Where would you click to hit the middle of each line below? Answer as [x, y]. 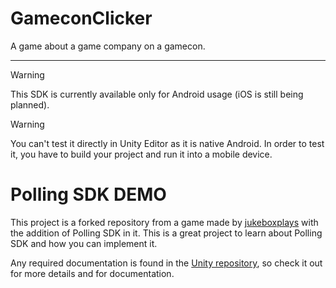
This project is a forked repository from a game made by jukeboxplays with [164, 222]
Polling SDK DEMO [88, 194]
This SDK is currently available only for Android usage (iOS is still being [157, 94]
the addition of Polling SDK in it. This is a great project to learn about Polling [166, 233]
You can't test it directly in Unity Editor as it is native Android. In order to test [167, 143]
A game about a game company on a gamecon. [108, 46]
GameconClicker [81, 18]
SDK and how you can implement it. [84, 243]
